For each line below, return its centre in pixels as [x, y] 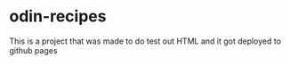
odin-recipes [58, 16]
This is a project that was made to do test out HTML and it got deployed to [145, 41]
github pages [33, 50]
